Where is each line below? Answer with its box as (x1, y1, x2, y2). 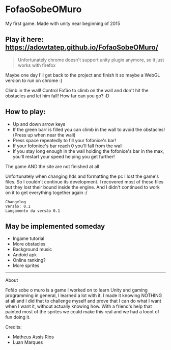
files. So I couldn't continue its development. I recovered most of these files (5, 178, 164, 184)
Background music (12, 246, 52, 253)
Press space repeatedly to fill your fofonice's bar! (12, 137, 116, 143)
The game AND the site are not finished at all (5, 163, 99, 169)
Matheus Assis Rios (12, 334, 54, 340)
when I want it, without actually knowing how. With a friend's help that (5, 303, 152, 309)
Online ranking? (12, 257, 46, 263)
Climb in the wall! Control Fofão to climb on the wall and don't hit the (5, 87, 149, 93)
